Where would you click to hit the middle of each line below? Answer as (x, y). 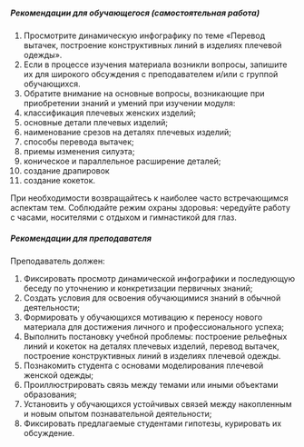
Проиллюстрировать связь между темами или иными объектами (151, 384)
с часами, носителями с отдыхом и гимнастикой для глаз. (123, 217)
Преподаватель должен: (58, 261)
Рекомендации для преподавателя (81, 238)
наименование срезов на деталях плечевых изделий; (127, 132)
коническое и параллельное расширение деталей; (122, 161)
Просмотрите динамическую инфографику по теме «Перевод (144, 35)
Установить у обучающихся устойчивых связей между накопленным (157, 403)
